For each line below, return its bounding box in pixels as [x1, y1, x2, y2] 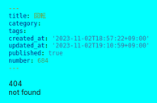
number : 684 [8, 57, 49, 65]
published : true [8, 49, 63, 57]
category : [8, 19, 42, 27]
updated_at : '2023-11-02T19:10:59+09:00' [8, 42, 151, 50]
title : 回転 [8, 11, 46, 20]
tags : [8, 27, 27, 35]
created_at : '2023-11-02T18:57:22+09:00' [8, 34, 151, 43]
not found [8, 87, 41, 97]
